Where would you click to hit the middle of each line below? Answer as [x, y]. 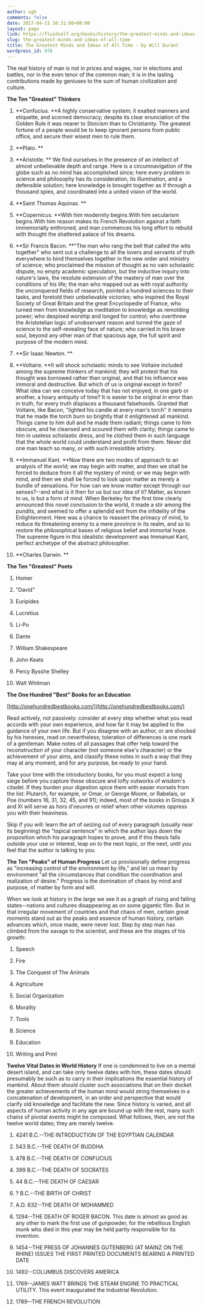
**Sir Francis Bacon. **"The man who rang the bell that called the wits [103, 246]
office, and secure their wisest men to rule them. [75, 136]
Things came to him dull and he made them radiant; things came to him [103, 423]
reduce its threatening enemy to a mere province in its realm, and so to [103, 524]
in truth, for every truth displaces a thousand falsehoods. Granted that [102, 403]
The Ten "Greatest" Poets [40, 566]
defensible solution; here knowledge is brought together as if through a [103, 185]
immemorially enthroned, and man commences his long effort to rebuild [104, 228]
